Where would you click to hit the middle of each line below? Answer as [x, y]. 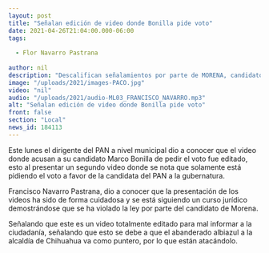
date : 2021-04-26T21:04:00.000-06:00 [71, 30]
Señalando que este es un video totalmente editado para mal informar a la [130, 223]
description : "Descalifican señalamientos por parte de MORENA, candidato [136, 75]
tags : [17, 38]
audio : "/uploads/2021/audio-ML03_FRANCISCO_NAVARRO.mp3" [107, 98]
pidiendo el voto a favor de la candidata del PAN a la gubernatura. [117, 175]
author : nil [28, 68]
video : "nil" [30, 90]
